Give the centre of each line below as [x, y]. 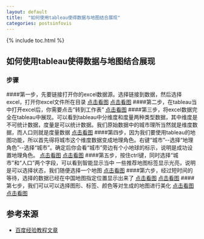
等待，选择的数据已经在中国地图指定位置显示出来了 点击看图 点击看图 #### [100, 178]
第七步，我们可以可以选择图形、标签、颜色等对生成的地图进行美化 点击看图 [100, 185]
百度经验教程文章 [36, 230]
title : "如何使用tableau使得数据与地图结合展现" [63, 18]
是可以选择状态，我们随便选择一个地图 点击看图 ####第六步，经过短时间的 [100, 170]
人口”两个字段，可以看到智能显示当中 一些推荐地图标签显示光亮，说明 [109, 163]
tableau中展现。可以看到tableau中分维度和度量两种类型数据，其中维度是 [107, 117]
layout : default [27, 12]
